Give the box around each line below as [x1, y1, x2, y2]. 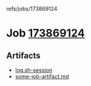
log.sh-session [15, 67, 53, 73]
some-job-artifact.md [15, 73, 69, 80]
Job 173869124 [6, 27, 85, 40]
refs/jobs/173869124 [6, 5, 58, 12]
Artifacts [6, 50, 41, 61]
